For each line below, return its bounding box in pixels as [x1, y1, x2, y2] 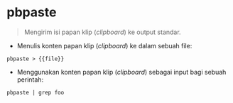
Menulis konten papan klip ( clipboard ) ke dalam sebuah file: [16, 41, 193, 50]
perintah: [16, 75, 44, 84]
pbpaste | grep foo [6, 89, 65, 96]
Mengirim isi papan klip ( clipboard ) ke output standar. [23, 28, 182, 36]
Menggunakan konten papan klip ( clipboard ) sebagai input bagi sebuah [16, 67, 227, 76]
